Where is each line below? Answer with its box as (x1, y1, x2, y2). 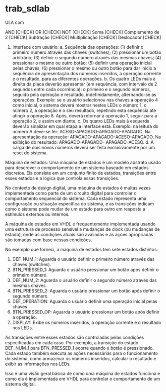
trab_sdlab (5, 3, 50, 14)
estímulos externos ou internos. (5, 211, 70, 217)
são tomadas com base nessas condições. (5, 237, 92, 243)
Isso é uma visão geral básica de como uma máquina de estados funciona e (5, 370, 160, 376)
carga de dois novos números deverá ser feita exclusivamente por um (12, 144, 155, 150)
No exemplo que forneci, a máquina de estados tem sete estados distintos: (5, 246, 158, 252)
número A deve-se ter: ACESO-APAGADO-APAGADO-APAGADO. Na (12, 128, 151, 134)
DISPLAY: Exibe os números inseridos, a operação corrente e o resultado (12, 319, 162, 325)
